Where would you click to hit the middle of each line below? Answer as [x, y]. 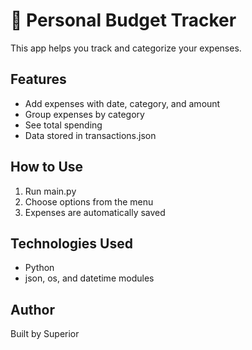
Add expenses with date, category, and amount [122, 103]
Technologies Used [71, 243]
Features [38, 79]
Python [39, 268]
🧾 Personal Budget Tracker [123, 20]
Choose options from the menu [89, 201]
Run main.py [50, 191]
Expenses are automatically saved [95, 212]
